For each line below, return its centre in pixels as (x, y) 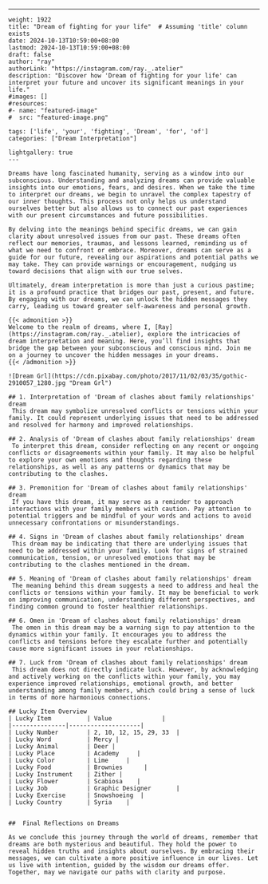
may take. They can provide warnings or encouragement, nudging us (123, 264)
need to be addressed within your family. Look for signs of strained (128, 551)
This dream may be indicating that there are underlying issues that (130, 544)
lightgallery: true (41, 153)
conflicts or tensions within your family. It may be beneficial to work (134, 593)
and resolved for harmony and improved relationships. (101, 425)
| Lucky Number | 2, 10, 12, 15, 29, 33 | (94, 732)
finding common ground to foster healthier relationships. (108, 607)
